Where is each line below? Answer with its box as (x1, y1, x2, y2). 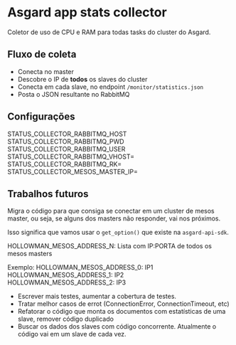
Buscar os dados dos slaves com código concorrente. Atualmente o (17, 322, 217, 331)
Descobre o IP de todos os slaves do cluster (17, 75, 148, 83)
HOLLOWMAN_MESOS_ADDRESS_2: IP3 (7, 278, 127, 287)
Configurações (7, 111, 76, 123)
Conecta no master (17, 67, 75, 75)
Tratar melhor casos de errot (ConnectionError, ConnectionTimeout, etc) (17, 299, 230, 308)
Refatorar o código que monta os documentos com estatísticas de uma (17, 307, 226, 316)
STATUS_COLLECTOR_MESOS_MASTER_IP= (7, 167, 139, 176)
